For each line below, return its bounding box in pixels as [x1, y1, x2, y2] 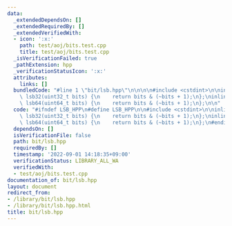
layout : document [7, 183, 57, 190]
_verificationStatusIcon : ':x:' [13, 68, 107, 74]
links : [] [19, 81, 48, 88]
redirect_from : [7, 189, 51, 196]
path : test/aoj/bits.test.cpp [19, 42, 107, 49]
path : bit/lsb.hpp [13, 138, 67, 145]
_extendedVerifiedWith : [13, 29, 81, 37]
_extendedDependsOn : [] [13, 17, 81, 23]
